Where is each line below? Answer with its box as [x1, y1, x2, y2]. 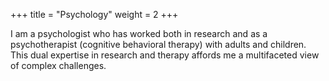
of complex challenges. [10, 60, 107, 71]
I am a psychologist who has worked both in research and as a [10, 28, 268, 39]
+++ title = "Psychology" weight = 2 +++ [10, 9, 179, 20]
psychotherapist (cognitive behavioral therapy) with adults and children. [10, 39, 307, 50]
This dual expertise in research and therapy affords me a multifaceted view [10, 49, 320, 61]
